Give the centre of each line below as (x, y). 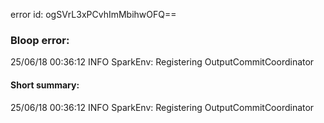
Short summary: (45, 85)
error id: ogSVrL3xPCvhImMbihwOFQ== (93, 14)
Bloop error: (40, 40)
